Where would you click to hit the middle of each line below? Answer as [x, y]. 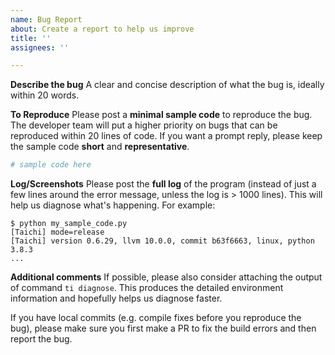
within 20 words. [45, 95]
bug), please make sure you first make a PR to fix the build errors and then [163, 328]
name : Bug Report [46, 19]
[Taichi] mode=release [57, 232]
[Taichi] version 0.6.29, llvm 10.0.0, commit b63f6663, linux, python [162, 241]
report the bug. [41, 339]
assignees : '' [40, 47]
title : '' [31, 38]
